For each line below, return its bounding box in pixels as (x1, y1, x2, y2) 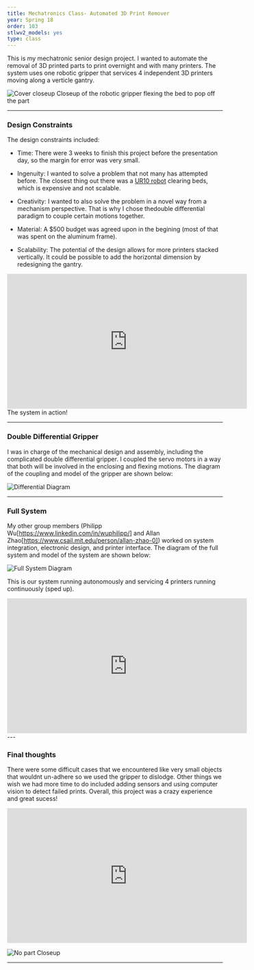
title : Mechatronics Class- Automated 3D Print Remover (7, 10, 170, 17)
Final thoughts (7, 749, 57, 759)
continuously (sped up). (7, 585, 75, 593)
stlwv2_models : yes (7, 29, 63, 36)
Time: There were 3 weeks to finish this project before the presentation (16, 149, 218, 158)
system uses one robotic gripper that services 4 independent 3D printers (7, 69, 214, 77)
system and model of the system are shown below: (7, 551, 151, 559)
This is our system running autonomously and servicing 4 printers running (7, 577, 216, 586)
